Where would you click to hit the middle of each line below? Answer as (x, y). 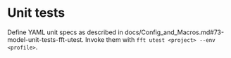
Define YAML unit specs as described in (65, 32)
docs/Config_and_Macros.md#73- (174, 32)
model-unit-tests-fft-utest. (46, 39)
